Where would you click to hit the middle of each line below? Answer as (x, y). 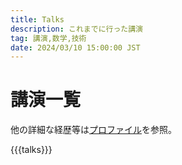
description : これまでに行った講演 (76, 29)
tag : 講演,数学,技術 (48, 38)
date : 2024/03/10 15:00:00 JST (75, 47)
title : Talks (37, 19)
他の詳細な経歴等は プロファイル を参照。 (93, 130)
